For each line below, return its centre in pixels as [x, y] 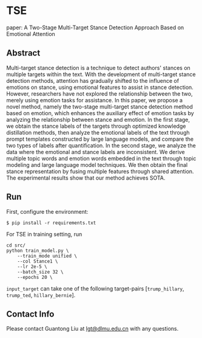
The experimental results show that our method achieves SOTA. [86, 178]
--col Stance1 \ [38, 261]
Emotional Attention [31, 33]
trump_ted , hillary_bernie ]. [41, 295]
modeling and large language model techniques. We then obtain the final [97, 164]
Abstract [23, 53]
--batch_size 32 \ [40, 272]
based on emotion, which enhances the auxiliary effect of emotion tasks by [100, 113]
